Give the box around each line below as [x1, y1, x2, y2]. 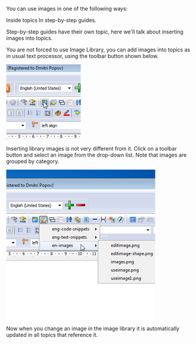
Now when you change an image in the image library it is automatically [6, 325, 180, 332]
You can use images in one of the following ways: [6, 5, 128, 12]
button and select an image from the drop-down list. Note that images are [6, 152, 187, 158]
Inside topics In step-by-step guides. [6, 17, 97, 23]
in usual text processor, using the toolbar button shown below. [6, 53, 159, 59]
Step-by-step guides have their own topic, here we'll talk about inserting [6, 28, 183, 35]
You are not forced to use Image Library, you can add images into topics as [6, 46, 191, 53]
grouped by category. [6, 158, 60, 165]
